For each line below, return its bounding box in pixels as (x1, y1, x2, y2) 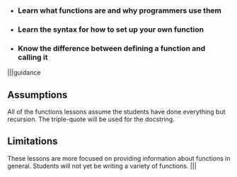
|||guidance (7, 68, 41, 77)
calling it (17, 52, 48, 62)
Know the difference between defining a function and (17, 43, 206, 53)
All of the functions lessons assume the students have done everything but (7, 107, 226, 116)
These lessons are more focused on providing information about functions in (7, 154, 231, 162)
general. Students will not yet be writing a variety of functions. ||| (7, 161, 197, 170)
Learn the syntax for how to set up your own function (17, 24, 204, 34)
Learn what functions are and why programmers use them (17, 6, 221, 16)
